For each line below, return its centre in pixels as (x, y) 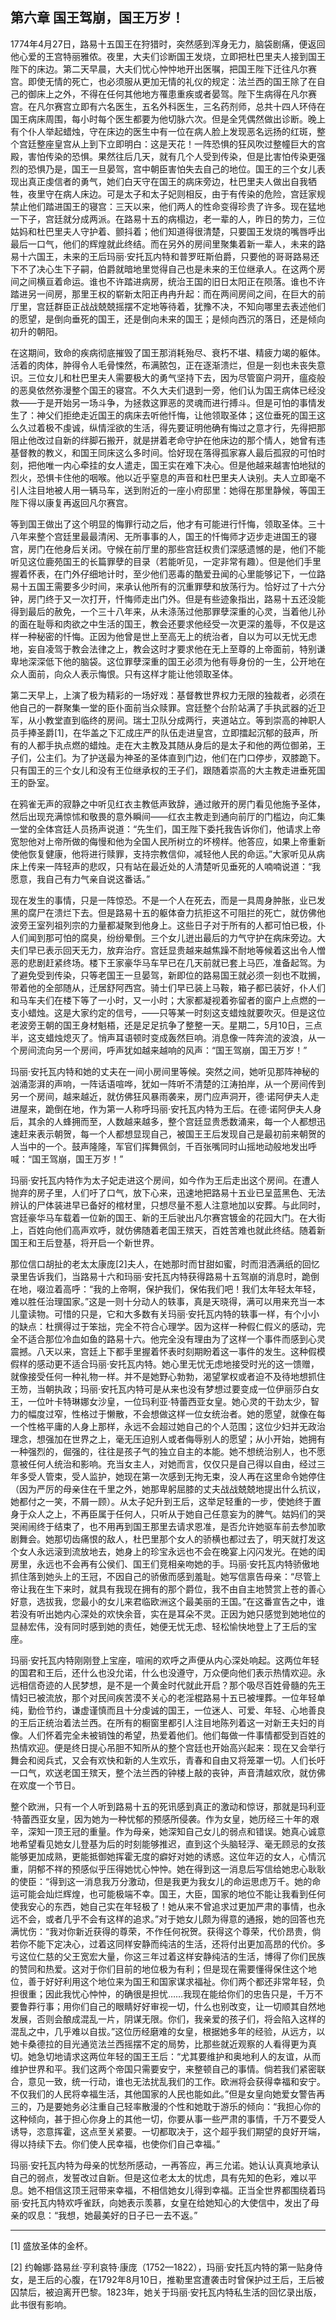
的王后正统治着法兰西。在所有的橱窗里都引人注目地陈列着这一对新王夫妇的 (163, 1722)
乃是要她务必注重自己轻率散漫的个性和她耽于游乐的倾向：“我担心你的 (179, 2106)
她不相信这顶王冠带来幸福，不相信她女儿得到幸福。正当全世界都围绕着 (172, 2190)
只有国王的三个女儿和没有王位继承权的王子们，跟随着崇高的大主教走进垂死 (163, 770)
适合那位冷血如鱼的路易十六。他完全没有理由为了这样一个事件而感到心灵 (176, 1339)
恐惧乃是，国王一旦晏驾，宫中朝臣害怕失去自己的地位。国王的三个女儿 (172, 169)
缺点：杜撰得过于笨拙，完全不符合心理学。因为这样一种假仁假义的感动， (167, 1326)
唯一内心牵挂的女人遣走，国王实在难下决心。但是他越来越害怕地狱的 (185, 465)
